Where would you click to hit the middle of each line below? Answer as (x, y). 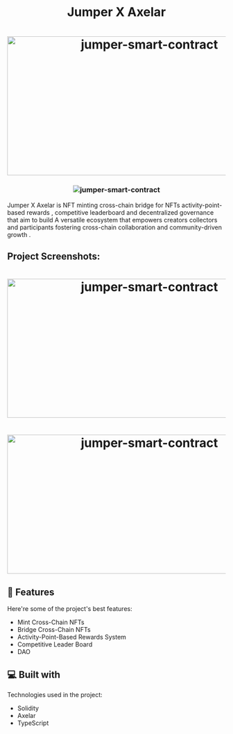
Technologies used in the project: (55, 695)
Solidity (28, 708)
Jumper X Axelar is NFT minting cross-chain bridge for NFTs (94, 205)
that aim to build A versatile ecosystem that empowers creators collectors (112, 220)
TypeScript (33, 723)
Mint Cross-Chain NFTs (51, 622)
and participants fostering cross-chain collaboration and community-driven (115, 227)
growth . (19, 234)
